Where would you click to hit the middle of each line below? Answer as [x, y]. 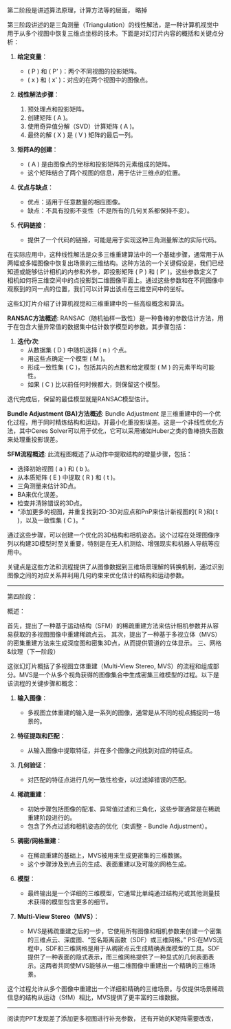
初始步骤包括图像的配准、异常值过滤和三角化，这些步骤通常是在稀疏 [124, 809]
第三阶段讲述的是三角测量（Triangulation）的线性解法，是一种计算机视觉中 [113, 25]
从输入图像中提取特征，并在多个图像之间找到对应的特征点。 [112, 750]
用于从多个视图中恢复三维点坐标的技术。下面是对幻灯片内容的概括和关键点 [112, 33]
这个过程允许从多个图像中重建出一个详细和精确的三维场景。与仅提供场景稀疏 [115, 989]
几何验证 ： [32, 765]
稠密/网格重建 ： [40, 841]
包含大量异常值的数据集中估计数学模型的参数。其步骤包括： [103, 327]
